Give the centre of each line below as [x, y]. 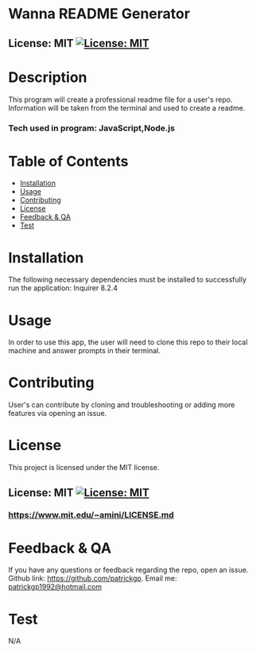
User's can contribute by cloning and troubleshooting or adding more [122, 405]
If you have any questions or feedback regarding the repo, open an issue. [128, 570]
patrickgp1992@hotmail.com [55, 587]
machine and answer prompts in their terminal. [85, 351]
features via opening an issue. [58, 414]
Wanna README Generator [99, 14]
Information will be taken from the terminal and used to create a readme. [127, 107]
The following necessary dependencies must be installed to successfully [127, 280]
